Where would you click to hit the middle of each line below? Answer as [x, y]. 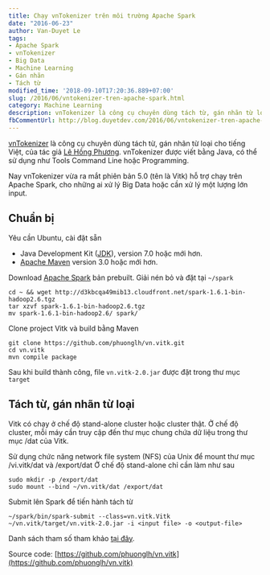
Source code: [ [33, 554]
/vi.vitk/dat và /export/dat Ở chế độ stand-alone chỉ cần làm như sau [122, 465]
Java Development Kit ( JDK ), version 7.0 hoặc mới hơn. [111, 253]
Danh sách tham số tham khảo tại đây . [72, 538]
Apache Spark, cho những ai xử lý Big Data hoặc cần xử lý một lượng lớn [128, 184]
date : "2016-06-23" [41, 23]
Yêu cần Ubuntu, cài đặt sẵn [55, 237]
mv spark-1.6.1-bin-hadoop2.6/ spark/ [73, 313]
